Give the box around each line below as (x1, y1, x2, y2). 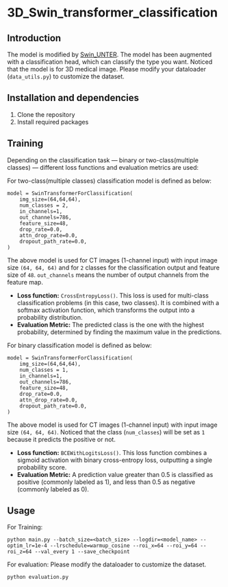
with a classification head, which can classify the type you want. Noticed (7, 58, 213, 66)
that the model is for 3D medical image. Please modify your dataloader (7, 65, 207, 73)
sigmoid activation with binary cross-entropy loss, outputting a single (16, 456, 212, 464)
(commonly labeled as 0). (16, 485, 89, 493)
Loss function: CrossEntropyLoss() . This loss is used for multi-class (16, 291, 209, 300)
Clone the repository (16, 110, 75, 118)
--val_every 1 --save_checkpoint (34, 549, 130, 555)
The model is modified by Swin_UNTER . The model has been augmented (7, 50, 212, 58)
